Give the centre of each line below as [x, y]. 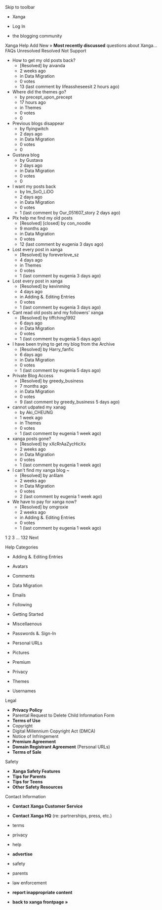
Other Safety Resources [38, 787]
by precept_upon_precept [46, 97]
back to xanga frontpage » [40, 902]
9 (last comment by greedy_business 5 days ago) [70, 402]
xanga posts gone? [32, 439]
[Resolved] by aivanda [42, 66]
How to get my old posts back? [44, 60]
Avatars [20, 566]
